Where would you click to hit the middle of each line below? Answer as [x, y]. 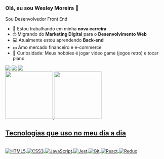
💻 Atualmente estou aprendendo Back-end [58, 40]
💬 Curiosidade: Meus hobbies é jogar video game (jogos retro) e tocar [86, 53]
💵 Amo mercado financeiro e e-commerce [57, 47]
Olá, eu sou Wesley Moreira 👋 [42, 8]
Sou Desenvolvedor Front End [36, 19]
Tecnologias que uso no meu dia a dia [66, 133]
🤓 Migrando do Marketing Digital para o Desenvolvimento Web [79, 34]
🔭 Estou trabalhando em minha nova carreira [59, 29]
